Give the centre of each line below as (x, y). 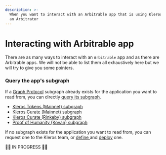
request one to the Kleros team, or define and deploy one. (64, 137)
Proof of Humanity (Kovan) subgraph (50, 122)
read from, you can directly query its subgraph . (53, 97)
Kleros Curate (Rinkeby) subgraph (47, 117)
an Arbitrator (24, 19)
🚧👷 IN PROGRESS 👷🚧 (26, 147)
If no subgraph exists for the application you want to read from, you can (78, 132)
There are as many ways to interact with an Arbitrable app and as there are (82, 57)
